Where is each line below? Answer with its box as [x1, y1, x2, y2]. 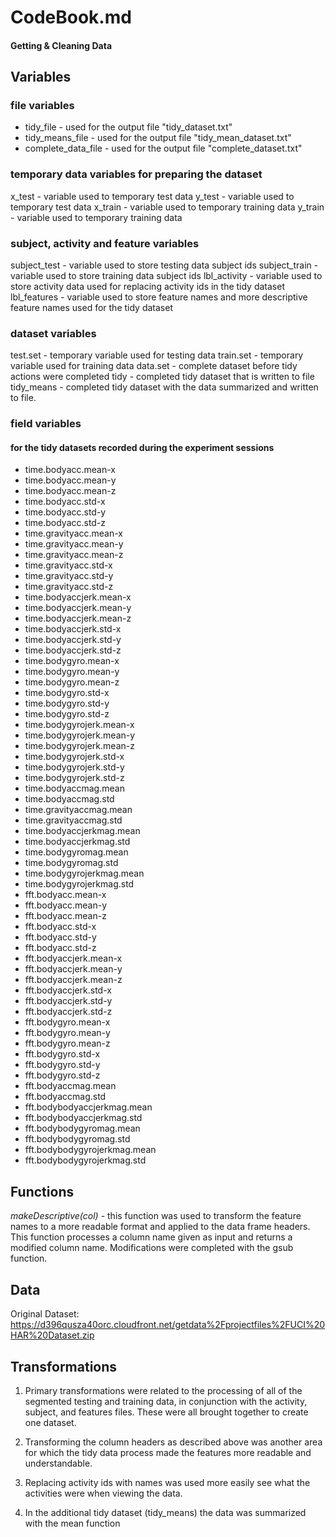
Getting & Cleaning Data [10, 39, 113, 51]
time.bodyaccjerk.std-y [24, 634, 122, 646]
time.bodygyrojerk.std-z [24, 772, 125, 784]
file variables [10, 99, 75, 113]
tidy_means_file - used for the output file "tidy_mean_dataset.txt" [24, 132, 292, 144]
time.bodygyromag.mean [24, 846, 129, 858]
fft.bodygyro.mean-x [24, 1016, 111, 1028]
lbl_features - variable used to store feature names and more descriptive [10, 291, 308, 303]
